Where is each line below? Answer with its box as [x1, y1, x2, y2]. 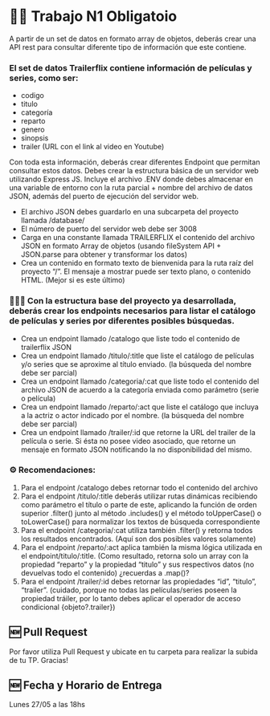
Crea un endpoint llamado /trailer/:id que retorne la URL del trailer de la [20, 427, 256, 437]
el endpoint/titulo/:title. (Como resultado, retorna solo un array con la [20, 551, 249, 560]
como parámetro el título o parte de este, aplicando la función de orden [20, 499, 258, 509]
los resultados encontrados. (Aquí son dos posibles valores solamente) [20, 534, 256, 543]
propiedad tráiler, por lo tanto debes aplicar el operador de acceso [20, 593, 241, 603]
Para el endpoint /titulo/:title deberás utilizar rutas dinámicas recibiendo [20, 491, 258, 501]
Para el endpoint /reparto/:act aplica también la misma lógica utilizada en [20, 542, 263, 552]
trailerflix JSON [20, 342, 72, 352]
